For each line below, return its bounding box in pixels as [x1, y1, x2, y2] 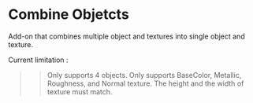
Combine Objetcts [8, 6, 130, 24]
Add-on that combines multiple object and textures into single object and [8, 31, 246, 41]
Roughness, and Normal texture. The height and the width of [47, 79, 244, 88]
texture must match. [47, 86, 113, 96]
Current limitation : [8, 55, 69, 64]
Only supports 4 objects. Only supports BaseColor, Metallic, [47, 70, 242, 79]
